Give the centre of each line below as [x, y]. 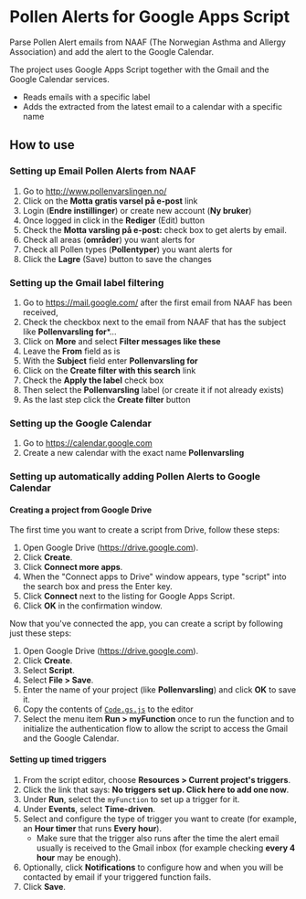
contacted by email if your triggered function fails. [117, 877]
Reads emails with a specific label [86, 97]
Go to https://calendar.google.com [87, 443]
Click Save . [44, 886]
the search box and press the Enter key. [97, 587]
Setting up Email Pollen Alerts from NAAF [103, 171]
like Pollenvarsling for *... [69, 332]
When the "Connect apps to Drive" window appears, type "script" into [154, 576]
